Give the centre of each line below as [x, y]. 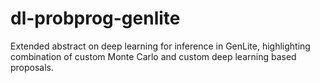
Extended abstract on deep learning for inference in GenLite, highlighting [160, 46]
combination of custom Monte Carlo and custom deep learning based [153, 56]
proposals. [32, 67]
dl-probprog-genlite [95, 18]
